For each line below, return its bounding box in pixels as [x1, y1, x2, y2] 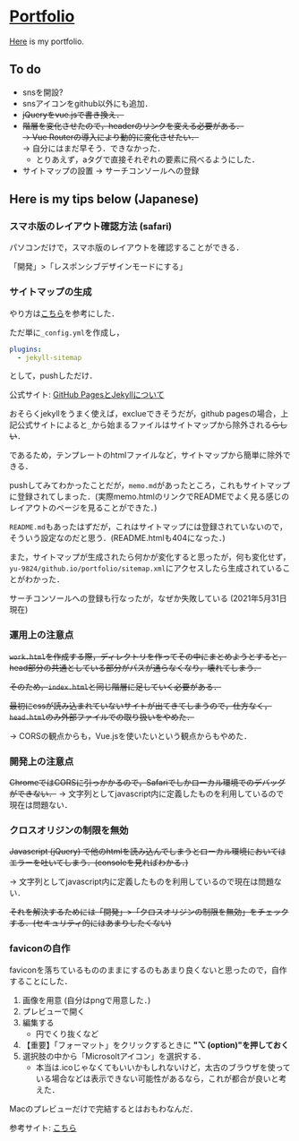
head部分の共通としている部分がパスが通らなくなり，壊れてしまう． [9, 662, 262, 673]
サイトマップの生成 [9, 286, 92, 298]
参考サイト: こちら [9, 1122, 77, 1133]
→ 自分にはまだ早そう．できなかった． [21, 142, 166, 153]
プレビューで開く [21, 1006, 85, 1017]
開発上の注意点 [9, 755, 74, 768]
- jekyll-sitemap [17, 353, 82, 362]
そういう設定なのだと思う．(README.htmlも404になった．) [9, 533, 226, 544]
